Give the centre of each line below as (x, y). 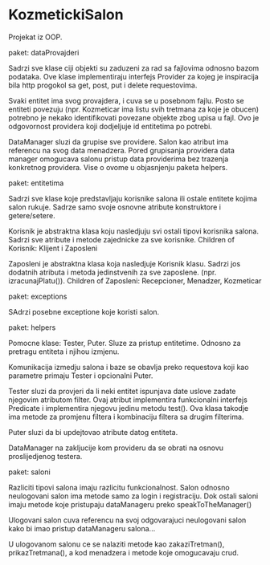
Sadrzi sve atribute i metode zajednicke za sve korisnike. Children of (122, 239)
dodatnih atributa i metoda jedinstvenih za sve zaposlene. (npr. (112, 272)
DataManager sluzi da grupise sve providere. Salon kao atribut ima (119, 141)
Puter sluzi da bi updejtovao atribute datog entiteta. (93, 432)
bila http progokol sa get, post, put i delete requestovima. (103, 85)
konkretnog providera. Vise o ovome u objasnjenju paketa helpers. (118, 167)
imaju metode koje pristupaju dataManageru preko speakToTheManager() (130, 504)
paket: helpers (32, 327)
